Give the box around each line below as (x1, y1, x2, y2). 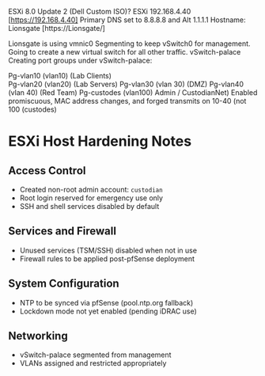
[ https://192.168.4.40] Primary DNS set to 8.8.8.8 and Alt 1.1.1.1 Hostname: (8, 15, 246, 25)
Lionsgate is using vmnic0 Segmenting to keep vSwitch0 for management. (8, 39, 251, 48)
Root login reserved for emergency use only (19, 193, 164, 203)
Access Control (8, 164, 86, 177)
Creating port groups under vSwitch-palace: (8, 55, 153, 65)
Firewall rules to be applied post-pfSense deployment (19, 253, 195, 264)
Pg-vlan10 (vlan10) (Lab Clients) (8, 71, 112, 80)
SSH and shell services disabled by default (19, 202, 160, 211)
